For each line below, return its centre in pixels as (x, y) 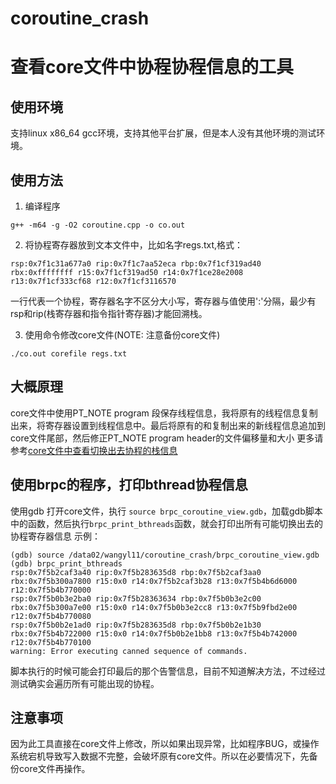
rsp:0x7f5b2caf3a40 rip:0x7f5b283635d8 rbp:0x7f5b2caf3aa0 (136, 572)
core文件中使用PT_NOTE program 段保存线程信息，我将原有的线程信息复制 (164, 413)
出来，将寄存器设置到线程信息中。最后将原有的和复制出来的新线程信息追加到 (168, 425)
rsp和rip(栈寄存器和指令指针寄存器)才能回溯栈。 (109, 313)
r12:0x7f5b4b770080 (51, 616)
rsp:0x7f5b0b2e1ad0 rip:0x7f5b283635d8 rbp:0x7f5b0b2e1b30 (136, 625)
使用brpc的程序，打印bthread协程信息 (129, 485)
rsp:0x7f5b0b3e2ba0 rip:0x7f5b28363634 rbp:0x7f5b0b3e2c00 (136, 598)
